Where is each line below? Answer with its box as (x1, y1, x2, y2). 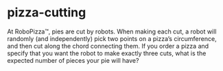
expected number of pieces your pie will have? (7, 56, 139, 64)
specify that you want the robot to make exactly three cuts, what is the (7, 49, 207, 57)
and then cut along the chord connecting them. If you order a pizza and (7, 42, 209, 50)
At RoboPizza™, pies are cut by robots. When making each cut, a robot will (7, 27, 217, 35)
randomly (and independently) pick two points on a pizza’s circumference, (7, 34, 218, 42)
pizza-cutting (7, 5, 86, 20)
